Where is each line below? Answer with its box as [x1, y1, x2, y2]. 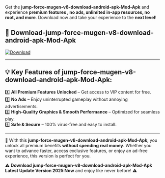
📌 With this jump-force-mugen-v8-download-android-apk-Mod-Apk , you [5, 137, 158, 143]
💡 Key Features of [5, 68, 60, 76]
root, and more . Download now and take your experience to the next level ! [5, 15, 157, 20]
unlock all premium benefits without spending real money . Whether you [5, 142, 152, 148]
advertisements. [5, 103, 38, 109]
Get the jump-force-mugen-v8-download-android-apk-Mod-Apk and [5, 4, 150, 10]
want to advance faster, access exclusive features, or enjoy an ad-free [5, 148, 148, 154]
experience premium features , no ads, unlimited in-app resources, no [5, 9, 150, 15]
